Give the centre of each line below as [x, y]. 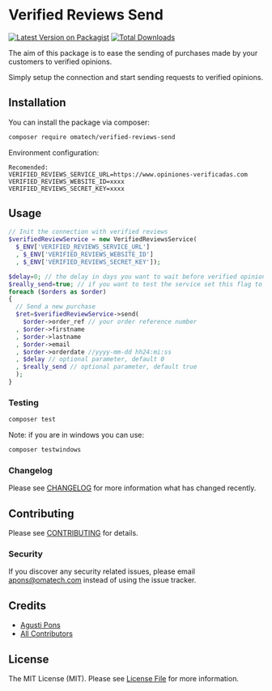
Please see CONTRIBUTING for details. [74, 533]
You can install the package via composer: [79, 122]
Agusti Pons [40, 625]
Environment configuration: [54, 152]
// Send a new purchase [55, 307]
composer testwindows [45, 450]
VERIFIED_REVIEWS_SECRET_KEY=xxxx [67, 189]
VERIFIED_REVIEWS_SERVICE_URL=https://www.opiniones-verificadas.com [128, 174]
